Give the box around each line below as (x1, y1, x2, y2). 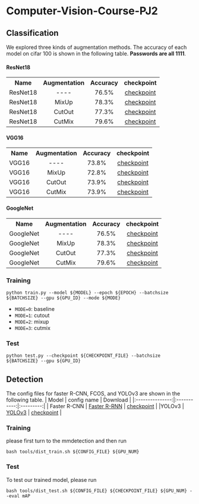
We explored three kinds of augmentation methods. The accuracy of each (6, 43, 187, 51)
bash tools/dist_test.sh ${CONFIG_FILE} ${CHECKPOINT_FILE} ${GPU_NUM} (6, 487, 187, 494)
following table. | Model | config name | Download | (6, 396, 132, 403)
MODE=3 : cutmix (14, 324, 50, 331)
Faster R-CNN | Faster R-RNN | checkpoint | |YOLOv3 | (49, 403, 184, 410)
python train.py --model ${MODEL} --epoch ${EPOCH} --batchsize (6, 290, 169, 295)
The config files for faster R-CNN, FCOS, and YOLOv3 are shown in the (6, 390, 181, 397)
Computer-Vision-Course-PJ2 (6, 4, 159, 18)
